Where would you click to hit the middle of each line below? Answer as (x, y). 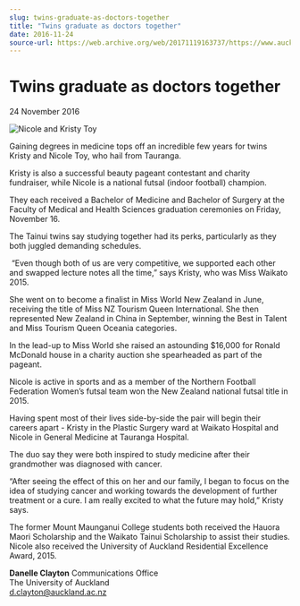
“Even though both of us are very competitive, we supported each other (143, 263)
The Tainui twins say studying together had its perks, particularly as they (143, 236)
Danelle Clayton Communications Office (84, 573)
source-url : (31, 43)
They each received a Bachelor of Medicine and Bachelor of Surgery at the (147, 200)
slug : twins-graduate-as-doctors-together (89, 17)
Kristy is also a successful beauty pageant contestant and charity (130, 173)
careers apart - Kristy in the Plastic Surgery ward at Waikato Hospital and (144, 428)
